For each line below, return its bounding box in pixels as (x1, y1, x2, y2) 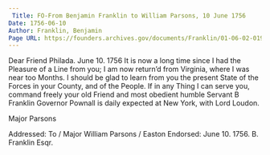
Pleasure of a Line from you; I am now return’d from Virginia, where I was (8, 65, 250, 74)
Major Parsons (8, 113, 57, 124)
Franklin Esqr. (8, 137, 54, 148)
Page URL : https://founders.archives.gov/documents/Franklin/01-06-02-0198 (8, 34, 268, 42)
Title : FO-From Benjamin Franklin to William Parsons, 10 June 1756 (11, 11, 247, 20)
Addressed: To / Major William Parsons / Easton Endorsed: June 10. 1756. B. (8, 129, 259, 139)
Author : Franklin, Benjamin (8, 26, 103, 34)
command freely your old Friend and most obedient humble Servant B (8, 89, 239, 100)
